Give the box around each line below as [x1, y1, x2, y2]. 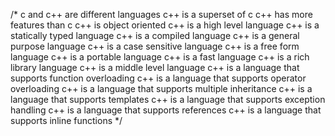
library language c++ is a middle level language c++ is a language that [10, 62, 300, 73]
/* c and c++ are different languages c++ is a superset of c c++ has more [10, 9, 313, 20]
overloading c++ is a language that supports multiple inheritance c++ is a [10, 83, 313, 94]
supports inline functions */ [10, 115, 123, 126]
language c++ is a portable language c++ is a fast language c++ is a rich [10, 51, 310, 63]
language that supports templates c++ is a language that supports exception [10, 94, 326, 105]
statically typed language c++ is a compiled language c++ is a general [10, 30, 300, 41]
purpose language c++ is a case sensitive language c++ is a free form [10, 40, 300, 52]
